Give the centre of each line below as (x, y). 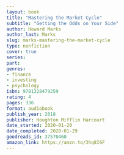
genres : (16, 69)
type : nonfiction (28, 46)
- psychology (23, 86)
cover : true (21, 52)
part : (13, 63)
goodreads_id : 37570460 (37, 137)
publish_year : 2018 (31, 114)
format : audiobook (30, 108)
